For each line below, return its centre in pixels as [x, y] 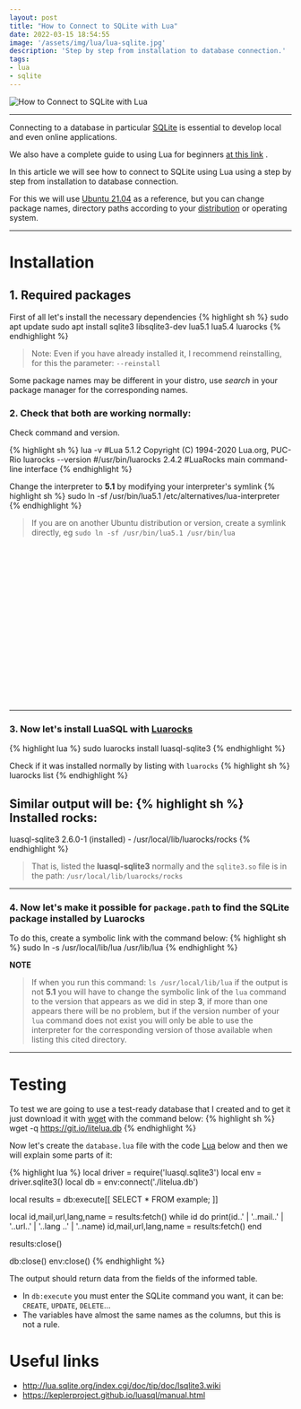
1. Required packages [70, 296]
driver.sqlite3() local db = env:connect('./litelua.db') [104, 1182]
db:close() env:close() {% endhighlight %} [87, 1261]
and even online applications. [64, 136]
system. [24, 217]
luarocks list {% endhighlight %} [69, 775]
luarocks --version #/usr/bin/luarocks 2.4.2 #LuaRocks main [134, 459]
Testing [38, 1085]
